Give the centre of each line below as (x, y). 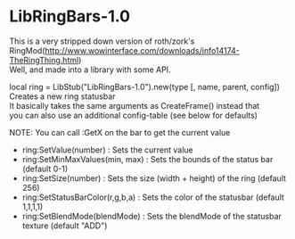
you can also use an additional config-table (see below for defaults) (134, 115)
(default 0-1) (45, 169)
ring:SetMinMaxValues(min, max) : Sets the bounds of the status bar (147, 159)
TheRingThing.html (44, 60)
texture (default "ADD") (65, 226)
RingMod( (27, 50)
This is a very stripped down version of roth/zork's (102, 41)
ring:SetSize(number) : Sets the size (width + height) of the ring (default (154, 178)
